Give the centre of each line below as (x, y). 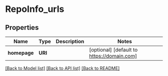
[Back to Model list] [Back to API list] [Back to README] (62, 68)
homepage (21, 53)
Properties (22, 28)
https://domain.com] (113, 56)
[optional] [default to (113, 50)
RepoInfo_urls (35, 9)
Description (70, 41)
